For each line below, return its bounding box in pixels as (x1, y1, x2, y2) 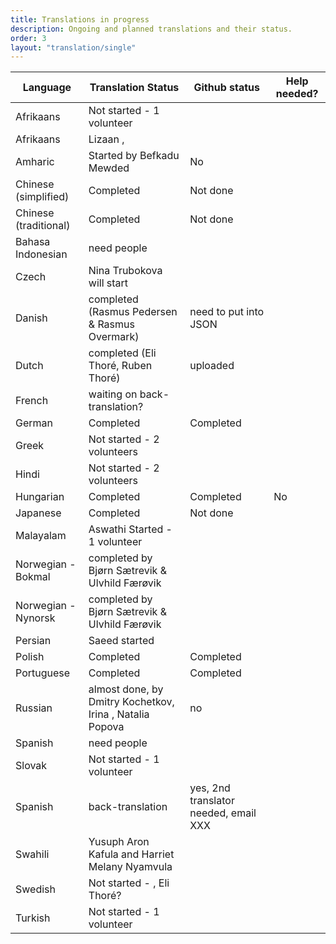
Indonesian (15, 247, 68, 261)
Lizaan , (88, 132, 125, 146)
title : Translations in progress (10, 14, 150, 25)
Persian (15, 634, 52, 648)
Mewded (88, 161, 130, 175)
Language (22, 81, 72, 95)
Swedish (15, 882, 56, 896)
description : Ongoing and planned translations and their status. (10, 24, 293, 34)
